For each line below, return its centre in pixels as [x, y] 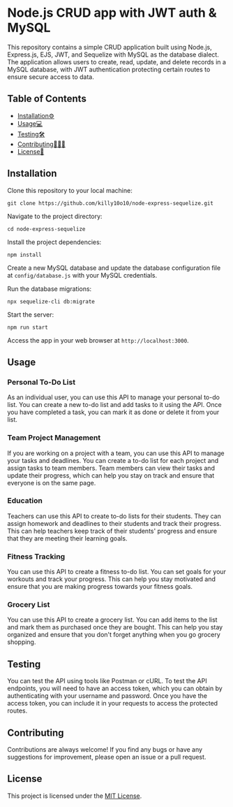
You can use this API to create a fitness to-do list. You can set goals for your [117, 572]
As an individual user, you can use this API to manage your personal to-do [113, 397]
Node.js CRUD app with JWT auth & [112, 13]
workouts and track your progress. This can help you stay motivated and [112, 579]
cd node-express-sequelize [46, 229]
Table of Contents [47, 99]
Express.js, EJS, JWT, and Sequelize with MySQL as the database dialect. [113, 55]
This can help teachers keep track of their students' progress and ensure [112, 531]
